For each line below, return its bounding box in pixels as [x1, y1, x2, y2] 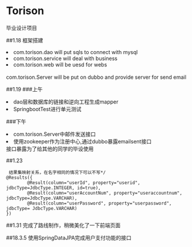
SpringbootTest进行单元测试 [14, 105, 82, 112]
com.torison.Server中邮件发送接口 [14, 131, 96, 138]
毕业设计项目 [6, 24, 37, 31]
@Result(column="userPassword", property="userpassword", [27, 200, 172, 206]
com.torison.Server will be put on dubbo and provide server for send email [6, 74, 187, 81]
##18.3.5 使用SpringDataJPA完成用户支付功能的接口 [6, 234, 132, 241]
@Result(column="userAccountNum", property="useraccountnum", [27, 190, 183, 196]
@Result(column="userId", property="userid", [27, 179, 141, 186]
